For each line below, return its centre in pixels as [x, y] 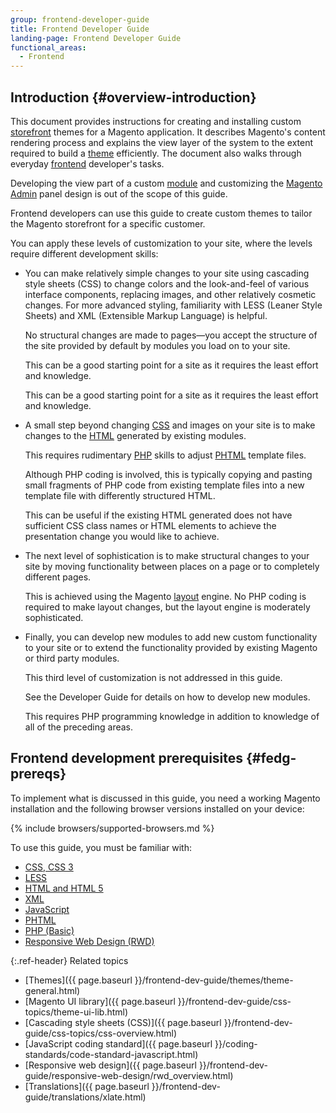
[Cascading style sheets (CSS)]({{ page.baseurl [123, 1022]
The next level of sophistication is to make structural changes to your [167, 555]
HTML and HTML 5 [64, 888]
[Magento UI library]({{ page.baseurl [100, 1001]
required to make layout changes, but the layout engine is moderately [167, 607]
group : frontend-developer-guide [80, 19]
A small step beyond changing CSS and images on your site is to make [170, 425]
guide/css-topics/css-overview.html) [101, 1033]
